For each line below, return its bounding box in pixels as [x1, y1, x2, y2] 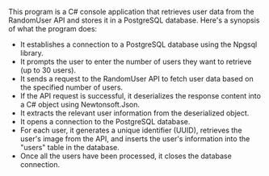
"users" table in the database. [19, 143, 120, 152]
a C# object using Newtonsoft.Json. [19, 100, 140, 109]
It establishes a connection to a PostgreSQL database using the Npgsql [19, 40, 258, 49]
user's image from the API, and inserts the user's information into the [19, 134, 250, 144]
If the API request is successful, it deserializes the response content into [19, 91, 261, 100]
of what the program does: [8, 24, 98, 33]
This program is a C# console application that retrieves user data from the [8, 7, 254, 16]
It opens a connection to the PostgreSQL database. [19, 117, 191, 126]
